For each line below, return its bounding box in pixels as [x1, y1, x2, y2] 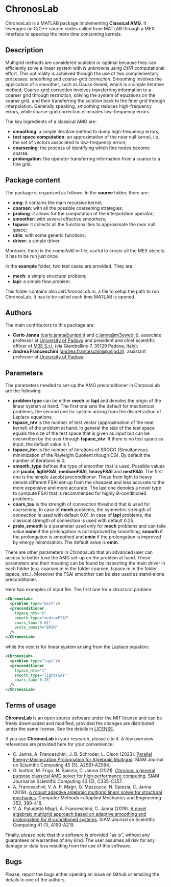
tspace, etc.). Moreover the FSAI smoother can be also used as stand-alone [5, 571, 165, 577]
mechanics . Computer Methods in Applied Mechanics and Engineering [12, 794, 162, 800]
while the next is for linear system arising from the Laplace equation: [5, 644, 150, 650]
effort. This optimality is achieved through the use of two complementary [5, 70, 159, 76]
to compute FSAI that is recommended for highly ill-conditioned [12, 490, 146, 496]
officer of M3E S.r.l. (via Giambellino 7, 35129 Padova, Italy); [12, 343, 139, 349]
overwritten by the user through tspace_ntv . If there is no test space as [12, 436, 163, 442]
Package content [5, 176, 61, 185]
